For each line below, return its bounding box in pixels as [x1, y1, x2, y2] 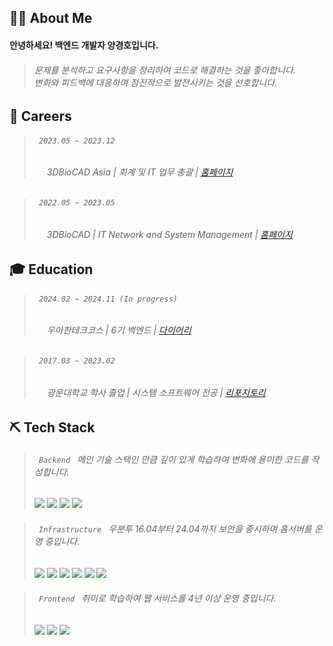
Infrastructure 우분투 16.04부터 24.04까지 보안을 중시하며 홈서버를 [38, 523, 312, 535]
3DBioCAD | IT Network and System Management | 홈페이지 [46, 228, 293, 240]
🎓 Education [9, 261, 94, 278]
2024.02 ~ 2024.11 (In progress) [38, 294, 178, 304]
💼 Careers [9, 108, 72, 125]
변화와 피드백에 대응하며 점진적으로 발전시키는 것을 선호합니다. [33, 76, 278, 88]
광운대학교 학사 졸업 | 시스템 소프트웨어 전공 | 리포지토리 [46, 386, 266, 398]
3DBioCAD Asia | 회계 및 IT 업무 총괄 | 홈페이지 [46, 166, 234, 178]
